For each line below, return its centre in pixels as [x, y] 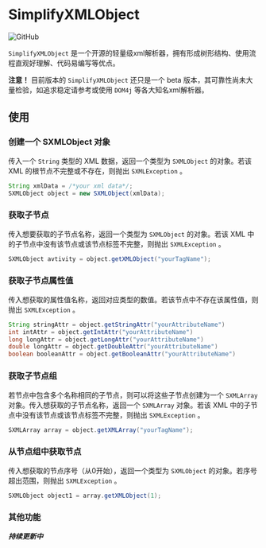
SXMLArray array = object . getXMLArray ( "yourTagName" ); [101, 430]
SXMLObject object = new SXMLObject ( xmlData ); [87, 193]
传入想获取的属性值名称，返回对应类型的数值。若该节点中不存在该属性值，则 [133, 299]
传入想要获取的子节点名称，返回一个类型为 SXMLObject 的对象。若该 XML [127, 234]
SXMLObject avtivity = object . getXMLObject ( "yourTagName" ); [110, 259]
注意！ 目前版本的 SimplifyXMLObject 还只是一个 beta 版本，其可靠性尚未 [127, 80]
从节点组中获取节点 [45, 452]
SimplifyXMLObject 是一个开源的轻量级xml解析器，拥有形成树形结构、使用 [129, 52]
